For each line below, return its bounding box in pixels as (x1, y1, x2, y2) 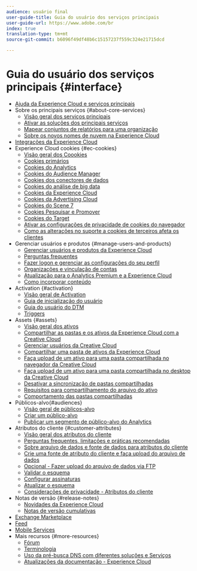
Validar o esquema (23, 469, 70, 476)
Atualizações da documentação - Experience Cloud (23, 558, 151, 565)
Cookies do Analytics (23, 163, 77, 171)
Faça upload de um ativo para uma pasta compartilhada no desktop (23, 367, 191, 374)
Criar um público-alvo (23, 411, 78, 419)
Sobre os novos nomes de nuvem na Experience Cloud (23, 132, 160, 139)
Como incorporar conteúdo (23, 278, 92, 285)
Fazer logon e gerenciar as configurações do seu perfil (23, 259, 160, 266)
